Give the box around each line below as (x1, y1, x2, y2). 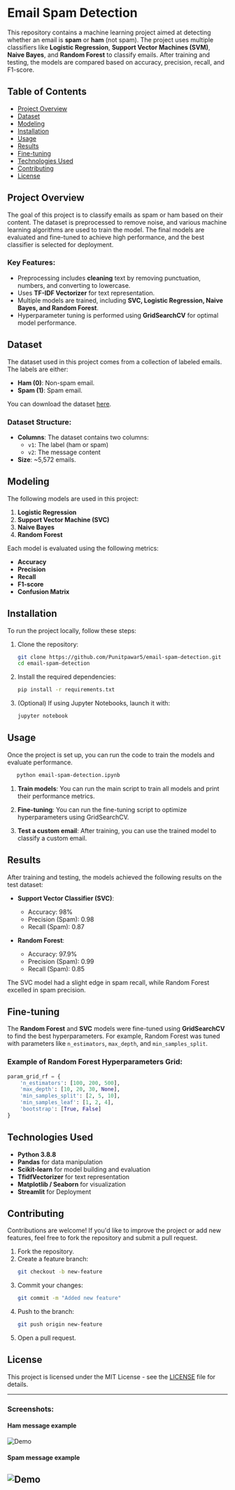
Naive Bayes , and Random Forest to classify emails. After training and (7, 51, 211, 59)
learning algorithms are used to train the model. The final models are (7, 225, 205, 234)
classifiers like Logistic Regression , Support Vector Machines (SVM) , (7, 43, 211, 51)
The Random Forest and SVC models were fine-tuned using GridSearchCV (7, 1025, 225, 1033)
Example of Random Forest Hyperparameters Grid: (7, 1057, 183, 1067)
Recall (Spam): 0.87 (27, 922, 85, 931)
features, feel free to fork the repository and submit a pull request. (7, 1234, 198, 1242)
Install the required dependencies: (17, 672, 117, 681)
